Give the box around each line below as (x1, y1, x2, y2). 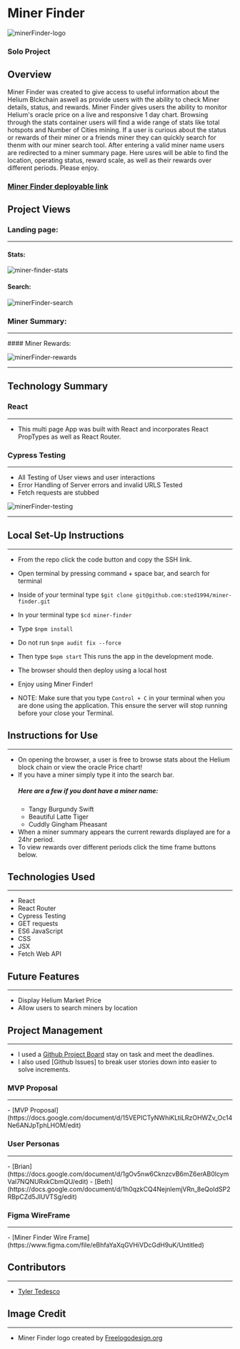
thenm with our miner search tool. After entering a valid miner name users (7, 141, 225, 149)
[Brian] (11, 1162, 32, 1170)
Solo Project (7, 46, 51, 56)
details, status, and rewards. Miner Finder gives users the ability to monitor (7, 102, 227, 111)
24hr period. (17, 835, 55, 844)
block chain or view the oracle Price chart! (17, 762, 143, 771)
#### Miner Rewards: (7, 339, 71, 347)
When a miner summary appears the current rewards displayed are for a (17, 827, 231, 836)
